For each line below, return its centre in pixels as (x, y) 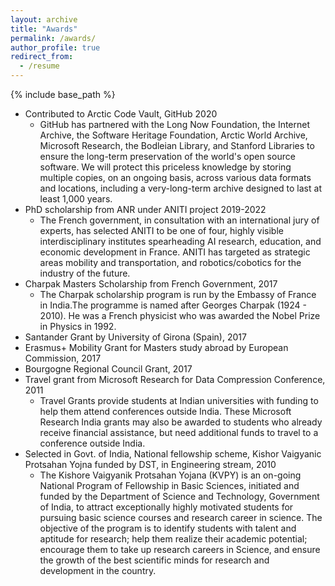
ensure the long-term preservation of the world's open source (167, 156)
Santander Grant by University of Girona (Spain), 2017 (135, 337)
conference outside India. (92, 443)
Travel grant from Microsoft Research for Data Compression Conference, (175, 379)
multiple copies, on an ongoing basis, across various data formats (175, 177)
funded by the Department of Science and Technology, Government (179, 496)
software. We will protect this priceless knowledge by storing (165, 167)
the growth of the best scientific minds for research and (154, 560)
